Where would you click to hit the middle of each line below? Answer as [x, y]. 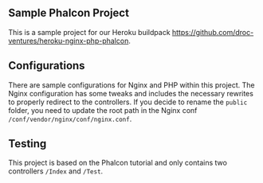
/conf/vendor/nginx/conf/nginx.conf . [70, 119]
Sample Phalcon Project [69, 13]
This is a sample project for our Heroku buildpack [89, 32]
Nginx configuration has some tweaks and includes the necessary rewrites [131, 93]
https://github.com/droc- [213, 32]
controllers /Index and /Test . [56, 171]
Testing [27, 144]
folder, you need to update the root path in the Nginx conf [103, 110]
